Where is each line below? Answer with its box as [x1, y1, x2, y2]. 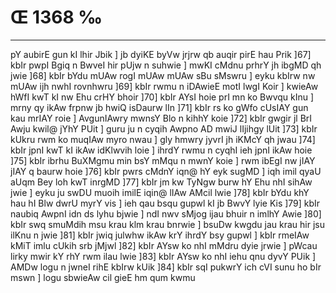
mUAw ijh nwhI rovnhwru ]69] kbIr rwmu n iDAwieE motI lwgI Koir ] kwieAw [10, 80, 319, 92]
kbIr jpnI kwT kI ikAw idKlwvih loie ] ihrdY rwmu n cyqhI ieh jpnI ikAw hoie [10, 144, 313, 156]
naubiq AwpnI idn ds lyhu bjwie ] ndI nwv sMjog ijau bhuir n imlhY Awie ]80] [10, 207, 322, 220]
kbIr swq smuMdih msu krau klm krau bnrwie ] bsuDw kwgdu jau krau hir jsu [10, 218, 325, 230]
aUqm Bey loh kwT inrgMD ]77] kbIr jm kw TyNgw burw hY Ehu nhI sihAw [10, 176, 313, 188]
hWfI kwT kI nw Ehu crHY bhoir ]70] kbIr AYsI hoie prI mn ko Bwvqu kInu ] [10, 91, 315, 103]
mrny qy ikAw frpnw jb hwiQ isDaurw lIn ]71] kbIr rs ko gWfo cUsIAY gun [10, 101, 309, 113]
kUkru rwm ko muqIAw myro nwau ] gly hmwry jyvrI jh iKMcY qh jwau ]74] [10, 133, 316, 145]
